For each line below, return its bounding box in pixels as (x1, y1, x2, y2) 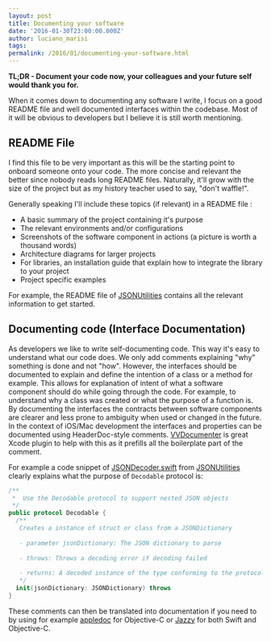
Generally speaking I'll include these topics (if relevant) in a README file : (8, 199, 252, 208)
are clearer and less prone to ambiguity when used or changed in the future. (8, 413, 262, 422)
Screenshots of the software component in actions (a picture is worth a (19, 232, 257, 241)
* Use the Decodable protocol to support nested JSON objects (11, 494, 229, 502)
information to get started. (8, 299, 95, 308)
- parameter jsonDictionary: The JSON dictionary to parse (19, 538, 222, 547)
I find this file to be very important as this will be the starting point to (8, 157, 236, 167)
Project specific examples (19, 274, 106, 284)
